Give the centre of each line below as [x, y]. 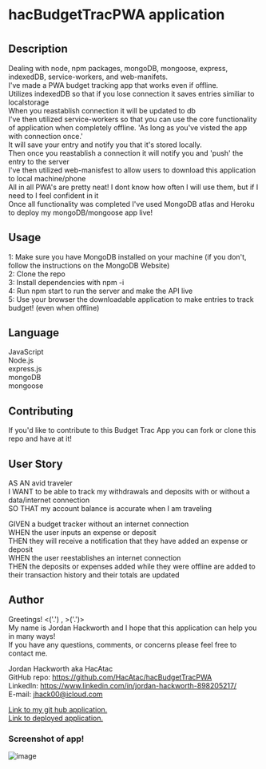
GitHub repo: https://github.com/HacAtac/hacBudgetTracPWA [110, 677]
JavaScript [26, 352]
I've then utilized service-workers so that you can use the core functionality [133, 119]
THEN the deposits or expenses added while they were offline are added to [132, 567]
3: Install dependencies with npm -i [66, 282]
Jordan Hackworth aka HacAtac [61, 668]
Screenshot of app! [46, 739]
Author [26, 600]
